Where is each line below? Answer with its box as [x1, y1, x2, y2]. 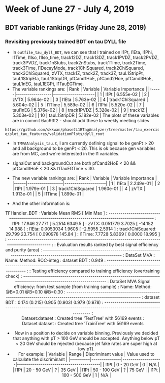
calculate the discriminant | [12, 356, 68, 362]
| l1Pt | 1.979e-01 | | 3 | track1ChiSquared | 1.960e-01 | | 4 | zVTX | [12, 186, 145, 191]
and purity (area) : [5, 246, 42, 253]
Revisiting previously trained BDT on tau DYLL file [5, 38, 127, 45]
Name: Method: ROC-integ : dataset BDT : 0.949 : [5, 257, 106, 263]
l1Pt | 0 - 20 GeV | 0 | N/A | [105, 361, 160, 367]
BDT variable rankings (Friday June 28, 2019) [5, 23, 146, 32]
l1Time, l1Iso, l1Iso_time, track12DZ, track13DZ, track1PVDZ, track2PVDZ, [12, 54, 159, 60]
